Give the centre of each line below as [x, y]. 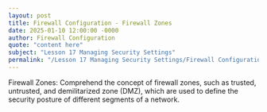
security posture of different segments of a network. [94, 99]
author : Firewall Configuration [62, 38]
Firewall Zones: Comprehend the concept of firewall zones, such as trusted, [132, 82]
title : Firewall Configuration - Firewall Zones [90, 23]
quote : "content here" [46, 45]
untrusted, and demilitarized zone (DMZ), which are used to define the [123, 91]
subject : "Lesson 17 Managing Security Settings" [92, 52]
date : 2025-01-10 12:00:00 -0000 [64, 30]
